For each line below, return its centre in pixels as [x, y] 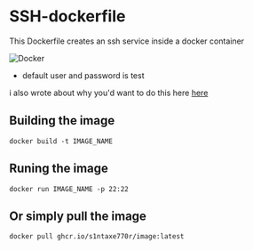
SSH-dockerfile [67, 16]
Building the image [62, 121]
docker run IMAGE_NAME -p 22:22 [69, 189]
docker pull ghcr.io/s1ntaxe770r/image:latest [97, 237]
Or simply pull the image [78, 216]
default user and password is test [83, 75]
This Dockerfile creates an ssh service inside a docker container [127, 41]
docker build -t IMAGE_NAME [61, 141]
